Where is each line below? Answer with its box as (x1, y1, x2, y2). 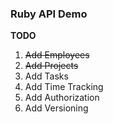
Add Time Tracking (24, 81, 104, 93)
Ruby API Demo (10, 7, 88, 21)
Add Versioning (24, 102, 89, 114)
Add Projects (24, 60, 79, 72)
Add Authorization (24, 92, 100, 104)
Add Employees (24, 49, 90, 61)
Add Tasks (24, 70, 69, 82)
